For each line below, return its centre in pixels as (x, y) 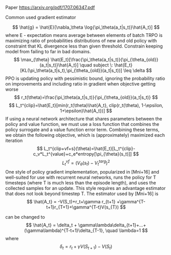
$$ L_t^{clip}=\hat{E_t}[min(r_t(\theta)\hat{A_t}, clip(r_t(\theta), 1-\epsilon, (86, 105)
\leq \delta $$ (137, 70)
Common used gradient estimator (41, 17)
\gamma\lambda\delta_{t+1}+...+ (112, 225)
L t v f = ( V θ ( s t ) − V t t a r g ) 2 (86, 163)
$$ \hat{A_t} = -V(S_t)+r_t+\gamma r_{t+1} (71, 202)
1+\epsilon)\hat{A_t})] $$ (86, 111)
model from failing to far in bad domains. (48, 51)
